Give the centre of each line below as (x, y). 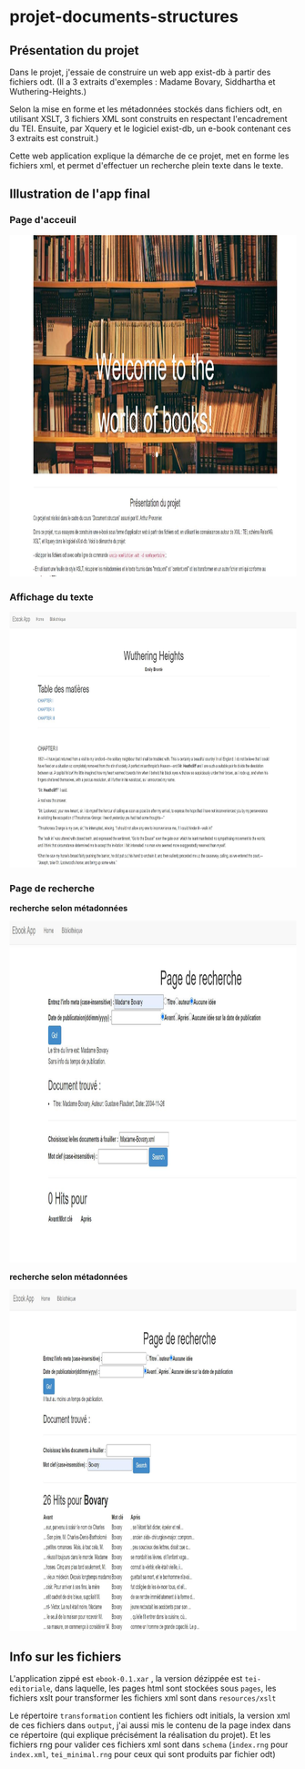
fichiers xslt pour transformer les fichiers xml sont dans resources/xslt (143, 1698)
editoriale (30, 1689)
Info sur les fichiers (66, 1657)
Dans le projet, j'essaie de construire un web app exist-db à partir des (140, 72)
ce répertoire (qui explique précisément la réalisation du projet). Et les (140, 1735)
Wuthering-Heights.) (48, 91)
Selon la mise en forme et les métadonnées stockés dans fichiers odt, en (146, 109)
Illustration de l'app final (80, 194)
